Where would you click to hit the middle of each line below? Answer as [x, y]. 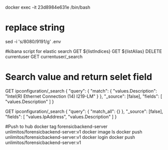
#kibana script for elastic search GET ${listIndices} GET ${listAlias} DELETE [84, 51]
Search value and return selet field [79, 77]
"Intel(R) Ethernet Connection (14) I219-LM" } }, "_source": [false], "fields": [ [84, 96]
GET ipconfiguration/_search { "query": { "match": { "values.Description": [81, 91]
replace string [35, 28]
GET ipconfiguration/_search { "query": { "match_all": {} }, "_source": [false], [84, 111]
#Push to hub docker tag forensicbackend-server [57, 126]
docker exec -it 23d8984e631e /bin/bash [48, 7]
